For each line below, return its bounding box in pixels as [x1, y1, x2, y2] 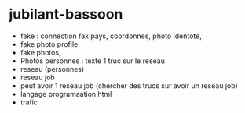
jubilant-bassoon [9, 5, 123, 23]
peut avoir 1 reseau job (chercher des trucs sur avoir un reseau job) [20, 80, 238, 90]
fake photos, [20, 48, 61, 57]
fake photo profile [20, 39, 79, 48]
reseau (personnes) [20, 64, 85, 73]
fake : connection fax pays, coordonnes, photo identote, [20, 31, 203, 41]
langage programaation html [20, 89, 112, 98]
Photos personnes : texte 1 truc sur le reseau [20, 56, 166, 65]
